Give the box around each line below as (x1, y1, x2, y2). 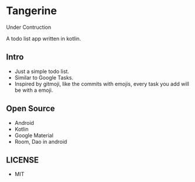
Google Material (14, 131, 54, 139)
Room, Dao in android (14, 138, 68, 145)
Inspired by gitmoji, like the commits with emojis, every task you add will (14, 80, 190, 87)
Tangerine (6, 4, 57, 18)
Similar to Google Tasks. (14, 74, 73, 81)
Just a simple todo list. (14, 68, 69, 75)
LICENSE (6, 155, 39, 165)
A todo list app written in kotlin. (6, 35, 81, 42)
